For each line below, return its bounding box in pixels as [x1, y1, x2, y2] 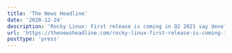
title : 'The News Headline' [7, 10, 88, 17]
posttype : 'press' [7, 36, 60, 43]
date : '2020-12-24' [7, 17, 64, 23]
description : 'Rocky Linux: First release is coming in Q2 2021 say [7, 23, 209, 30]
